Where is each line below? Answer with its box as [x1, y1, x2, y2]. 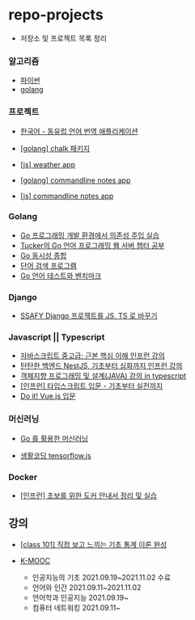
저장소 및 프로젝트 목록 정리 [19, 33, 108, 43]
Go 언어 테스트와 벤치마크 [19, 271, 102, 280]
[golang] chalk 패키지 [19, 143, 91, 153]
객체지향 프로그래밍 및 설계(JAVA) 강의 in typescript [19, 371, 187, 381]
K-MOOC [19, 555, 51, 565]
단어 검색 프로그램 [19, 260, 77, 270]
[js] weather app [19, 159, 75, 169]
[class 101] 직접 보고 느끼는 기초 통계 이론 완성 [19, 539, 167, 549]
